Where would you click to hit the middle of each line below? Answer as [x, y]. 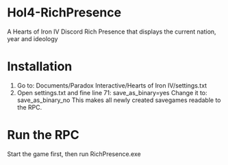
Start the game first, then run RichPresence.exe [74, 154]
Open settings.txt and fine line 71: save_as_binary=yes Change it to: [112, 92]
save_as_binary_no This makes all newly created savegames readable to [119, 100]
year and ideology [33, 38]
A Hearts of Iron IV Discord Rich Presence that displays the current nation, [112, 31]
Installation [40, 67]
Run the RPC [43, 135]
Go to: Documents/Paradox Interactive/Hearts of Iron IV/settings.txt [112, 85]
